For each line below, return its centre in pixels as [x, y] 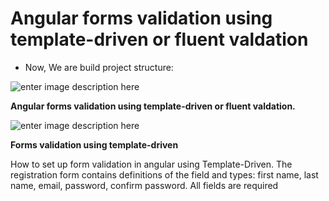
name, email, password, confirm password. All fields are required [144, 185]
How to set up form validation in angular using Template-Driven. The [151, 164]
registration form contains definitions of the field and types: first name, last [164, 174]
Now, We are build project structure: [99, 67]
